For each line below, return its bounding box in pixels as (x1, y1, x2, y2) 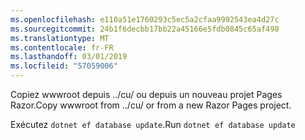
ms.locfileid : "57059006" (10, 61, 118, 71)
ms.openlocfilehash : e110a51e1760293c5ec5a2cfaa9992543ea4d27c (10, 14, 280, 25)
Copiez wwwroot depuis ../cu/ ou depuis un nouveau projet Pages (10, 89, 283, 100)
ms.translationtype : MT (10, 33, 110, 43)
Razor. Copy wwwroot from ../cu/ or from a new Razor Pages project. (10, 99, 292, 111)
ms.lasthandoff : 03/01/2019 (10, 52, 128, 62)
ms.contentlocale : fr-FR (10, 42, 114, 53)
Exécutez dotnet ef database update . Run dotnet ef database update (10, 119, 296, 130)
